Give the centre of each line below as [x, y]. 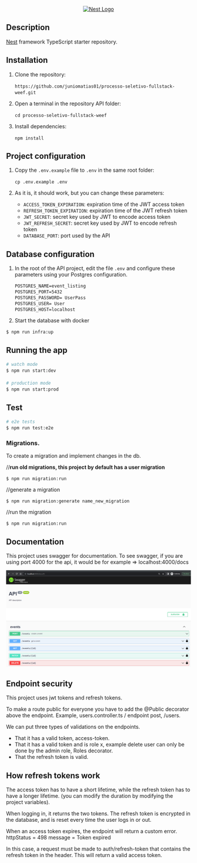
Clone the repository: [40, 74]
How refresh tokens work [53, 776]
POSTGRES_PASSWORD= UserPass [50, 298]
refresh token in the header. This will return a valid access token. [84, 855]
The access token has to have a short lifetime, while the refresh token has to [98, 790]
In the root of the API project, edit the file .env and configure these [95, 268]
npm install [29, 138]
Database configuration [50, 254]
